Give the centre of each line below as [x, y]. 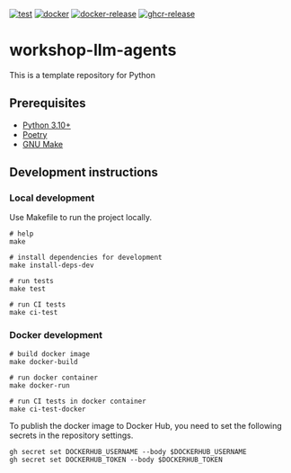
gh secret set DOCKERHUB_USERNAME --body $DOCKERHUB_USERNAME [128, 451]
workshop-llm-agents [93, 50]
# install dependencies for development [86, 258]
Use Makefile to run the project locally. [81, 218]
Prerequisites [48, 103]
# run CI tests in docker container [78, 401]
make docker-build [44, 361]
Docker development [56, 335]
